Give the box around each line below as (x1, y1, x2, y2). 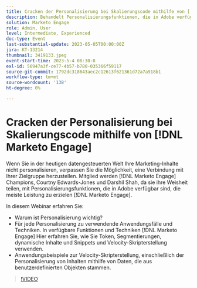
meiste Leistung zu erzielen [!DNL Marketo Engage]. (6, 191, 133, 198)
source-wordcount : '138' (6, 80, 67, 86)
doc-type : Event (6, 36, 46, 42)
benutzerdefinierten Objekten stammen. (14, 264, 111, 271)
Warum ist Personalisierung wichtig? (14, 214, 103, 221)
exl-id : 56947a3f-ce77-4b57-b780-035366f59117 (6, 63, 122, 69)
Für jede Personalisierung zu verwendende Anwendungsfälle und (14, 220, 173, 227)
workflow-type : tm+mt (6, 74, 59, 80)
